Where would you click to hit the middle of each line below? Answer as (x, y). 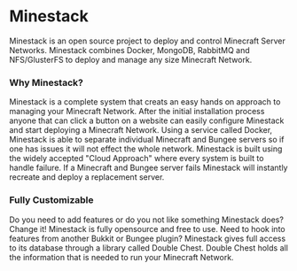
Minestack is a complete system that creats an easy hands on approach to (145, 102)
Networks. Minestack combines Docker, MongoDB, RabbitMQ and (129, 50)
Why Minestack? (47, 82)
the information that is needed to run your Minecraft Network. (121, 257)
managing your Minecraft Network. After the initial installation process (137, 112)
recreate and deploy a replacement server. (87, 177)
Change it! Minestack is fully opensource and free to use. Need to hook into (147, 228)
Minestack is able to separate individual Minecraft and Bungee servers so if (147, 140)
